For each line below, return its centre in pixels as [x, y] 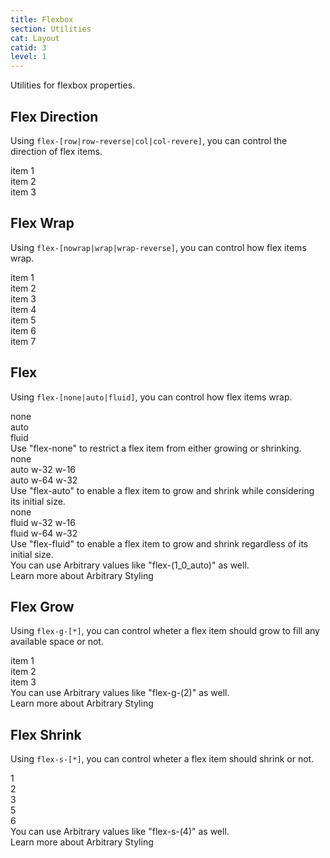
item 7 [23, 341]
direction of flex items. [56, 151]
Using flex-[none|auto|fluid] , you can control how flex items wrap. [151, 397]
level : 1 [28, 57]
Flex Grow [42, 606]
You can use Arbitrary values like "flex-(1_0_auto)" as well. [130, 565]
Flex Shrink [46, 734]
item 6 [23, 330]
